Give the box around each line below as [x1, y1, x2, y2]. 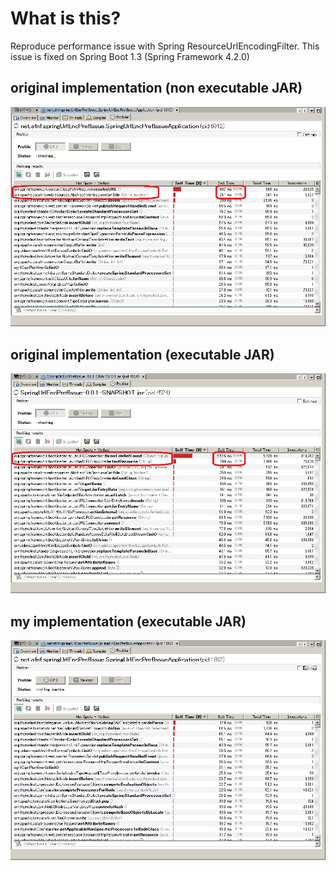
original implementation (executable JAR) [10, 346, 275, 363]
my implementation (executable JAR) [10, 613, 247, 630]
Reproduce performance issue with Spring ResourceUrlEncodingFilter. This [10, 40, 320, 52]
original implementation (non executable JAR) [10, 80, 303, 97]
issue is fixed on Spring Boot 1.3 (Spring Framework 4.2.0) [10, 50, 250, 62]
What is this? [10, 7, 122, 30]
